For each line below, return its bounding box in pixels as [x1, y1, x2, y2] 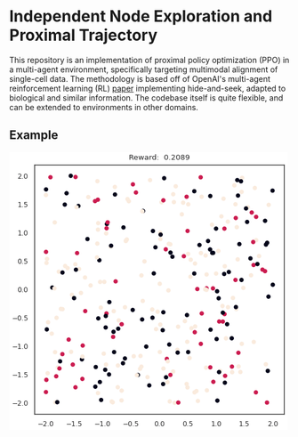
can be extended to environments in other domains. [9, 101, 198, 112]
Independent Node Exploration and [9, 6, 273, 27]
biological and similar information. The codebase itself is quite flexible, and [9, 92, 284, 103]
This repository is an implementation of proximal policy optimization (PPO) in [9, 54, 290, 65]
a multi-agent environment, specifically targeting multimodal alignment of [9, 64, 278, 75]
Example [9, 127, 59, 143]
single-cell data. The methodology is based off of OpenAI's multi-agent [9, 73, 271, 84]
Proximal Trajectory [9, 25, 158, 45]
